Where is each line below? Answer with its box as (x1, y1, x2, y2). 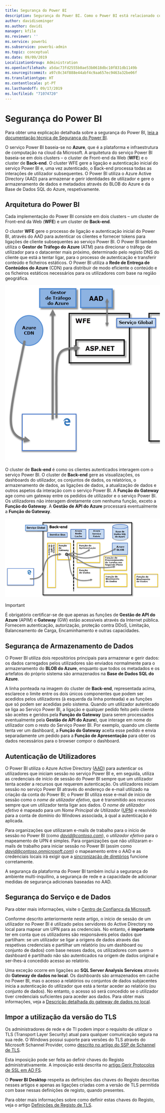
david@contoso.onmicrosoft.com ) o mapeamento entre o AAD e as (5, 848, 141, 854)
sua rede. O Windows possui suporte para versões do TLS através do (5, 1037, 146, 1042)
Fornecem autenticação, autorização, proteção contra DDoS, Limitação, (5, 622, 151, 629)
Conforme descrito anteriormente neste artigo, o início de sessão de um (5, 916, 151, 922)
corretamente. (5, 858, 34, 864)
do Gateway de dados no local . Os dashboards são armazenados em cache (5, 972, 160, 978)
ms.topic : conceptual (5, 49, 50, 54)
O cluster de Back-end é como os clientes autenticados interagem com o (5, 467, 154, 473)
